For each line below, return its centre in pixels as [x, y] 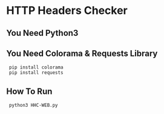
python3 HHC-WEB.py [34, 106]
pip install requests [36, 73]
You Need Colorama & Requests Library [82, 53]
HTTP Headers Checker [67, 11]
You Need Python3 [42, 33]
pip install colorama [36, 67]
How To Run [29, 91]
